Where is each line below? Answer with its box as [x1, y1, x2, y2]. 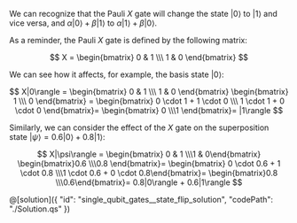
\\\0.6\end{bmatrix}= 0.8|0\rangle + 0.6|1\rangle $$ [55, 177, 243, 188]
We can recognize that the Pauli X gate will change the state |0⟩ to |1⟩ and [9, 9, 277, 19]
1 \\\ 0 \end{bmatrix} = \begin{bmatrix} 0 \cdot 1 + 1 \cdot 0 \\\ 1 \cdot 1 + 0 [12, 96, 285, 106]
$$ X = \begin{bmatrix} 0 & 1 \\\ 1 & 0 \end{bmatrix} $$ [49, 52, 249, 62]
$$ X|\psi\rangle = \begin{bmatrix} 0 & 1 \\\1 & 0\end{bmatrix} [36, 149, 262, 159]
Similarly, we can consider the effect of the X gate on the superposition [9, 122, 270, 133]
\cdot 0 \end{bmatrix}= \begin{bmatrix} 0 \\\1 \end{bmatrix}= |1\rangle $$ [14, 105, 284, 115]
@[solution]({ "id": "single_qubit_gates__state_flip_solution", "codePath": [9, 195, 273, 204]
